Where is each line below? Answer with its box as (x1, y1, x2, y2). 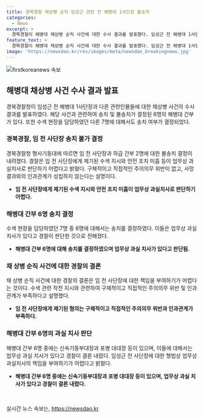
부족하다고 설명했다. (22, 292, 70, 299)
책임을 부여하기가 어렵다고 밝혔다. (32, 360, 112, 367)
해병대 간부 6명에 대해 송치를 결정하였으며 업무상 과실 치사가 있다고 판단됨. (15, 245, 190, 253)
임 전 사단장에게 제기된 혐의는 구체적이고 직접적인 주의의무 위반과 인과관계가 (15, 305, 193, 312)
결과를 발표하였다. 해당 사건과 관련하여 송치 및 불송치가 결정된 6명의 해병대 (6, 110, 183, 117)
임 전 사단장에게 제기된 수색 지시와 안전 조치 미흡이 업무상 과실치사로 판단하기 (15, 185, 196, 192)
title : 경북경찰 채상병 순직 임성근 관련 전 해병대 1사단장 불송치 (6, 9, 150, 15)
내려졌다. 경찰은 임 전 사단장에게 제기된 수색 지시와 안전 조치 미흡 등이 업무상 (6, 157, 188, 164)
